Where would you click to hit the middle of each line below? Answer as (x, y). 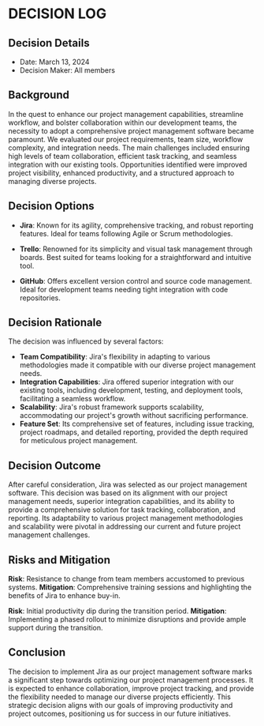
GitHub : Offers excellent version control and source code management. (136, 280)
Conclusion (37, 653)
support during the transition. (56, 628)
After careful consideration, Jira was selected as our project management (128, 485)
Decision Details (49, 43)
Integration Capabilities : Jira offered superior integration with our (126, 382)
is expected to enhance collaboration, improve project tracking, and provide (131, 688)
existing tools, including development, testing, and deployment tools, (131, 390)
